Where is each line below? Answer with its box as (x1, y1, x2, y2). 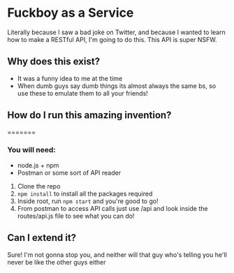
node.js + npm (17, 161, 59, 169)
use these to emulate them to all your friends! (17, 89, 148, 97)
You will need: (7, 145, 56, 155)
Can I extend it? (7, 232, 77, 244)
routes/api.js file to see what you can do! (17, 212, 135, 220)
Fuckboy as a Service (7, 5, 134, 21)
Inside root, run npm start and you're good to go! (17, 197, 159, 205)
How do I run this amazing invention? (7, 110, 172, 121)
